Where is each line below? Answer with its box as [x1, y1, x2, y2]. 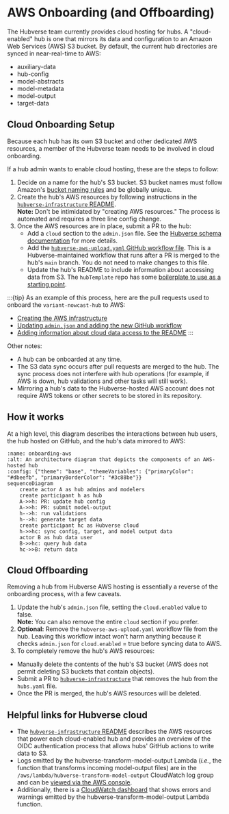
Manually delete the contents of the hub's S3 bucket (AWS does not [16, 660, 208, 669]
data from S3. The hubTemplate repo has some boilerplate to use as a [27, 273, 221, 281]
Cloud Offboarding [7, 564, 89, 576]
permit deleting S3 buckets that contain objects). [16, 667, 155, 676]
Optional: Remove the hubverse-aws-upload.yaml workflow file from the [16, 625, 218, 633]
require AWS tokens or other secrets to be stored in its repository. [16, 391, 202, 399]
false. [16, 610, 33, 619]
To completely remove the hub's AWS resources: [16, 647, 155, 655]
